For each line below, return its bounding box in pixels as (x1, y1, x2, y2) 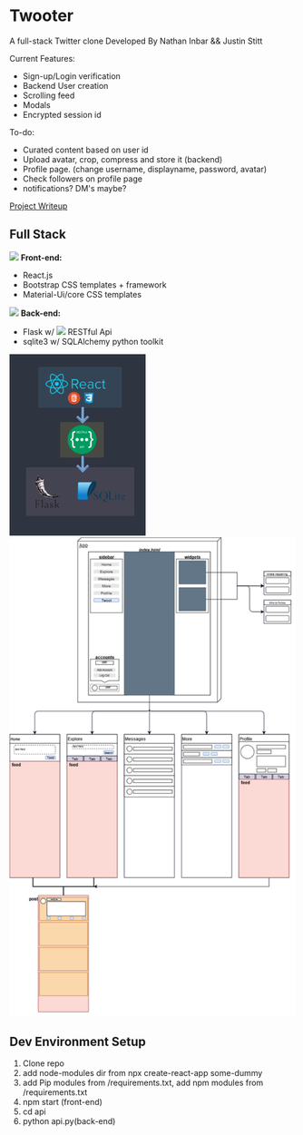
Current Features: (9, 53, 75, 64)
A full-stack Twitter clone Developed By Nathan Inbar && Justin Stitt (9, 35, 263, 46)
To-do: (9, 126, 34, 137)
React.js (22, 269, 54, 280)
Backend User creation (22, 80, 109, 91)
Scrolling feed (22, 90, 75, 101)
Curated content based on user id (22, 144, 149, 155)
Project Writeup (9, 201, 68, 211)
